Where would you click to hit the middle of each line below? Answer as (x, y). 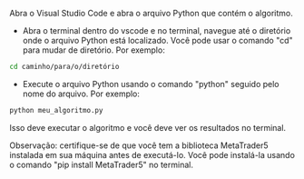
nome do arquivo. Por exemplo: (81, 94)
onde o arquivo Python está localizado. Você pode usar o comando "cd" (157, 40)
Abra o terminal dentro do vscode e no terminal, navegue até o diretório (157, 30)
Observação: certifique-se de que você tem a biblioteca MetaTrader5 (139, 145)
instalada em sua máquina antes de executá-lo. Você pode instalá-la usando (152, 154)
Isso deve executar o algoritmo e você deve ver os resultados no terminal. (148, 127)
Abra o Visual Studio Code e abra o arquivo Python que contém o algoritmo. (151, 13)
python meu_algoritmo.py (56, 110)
